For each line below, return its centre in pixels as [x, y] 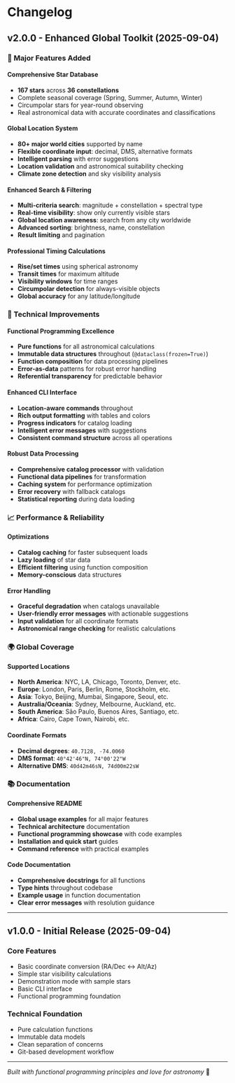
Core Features [32, 951]
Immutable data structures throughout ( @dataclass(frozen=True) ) [113, 354]
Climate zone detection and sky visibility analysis [89, 174]
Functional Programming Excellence [61, 331]
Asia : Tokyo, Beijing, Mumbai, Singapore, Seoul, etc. [93, 697]
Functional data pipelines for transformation [82, 476]
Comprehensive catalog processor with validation [91, 469]
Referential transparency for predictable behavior [90, 376]
